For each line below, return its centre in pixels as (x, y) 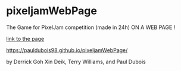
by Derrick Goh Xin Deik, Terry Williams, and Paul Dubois (76, 62)
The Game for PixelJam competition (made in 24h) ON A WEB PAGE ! (91, 27)
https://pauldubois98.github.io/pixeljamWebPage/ (67, 50)
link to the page (25, 38)
